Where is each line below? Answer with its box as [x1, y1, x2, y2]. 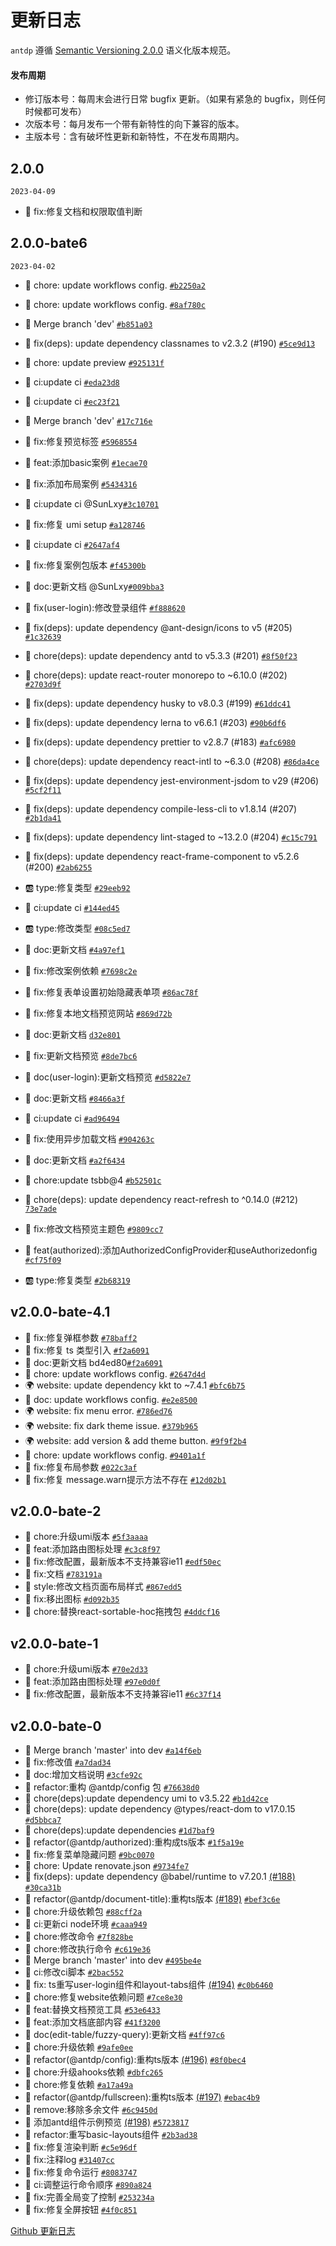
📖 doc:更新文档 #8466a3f [24, 1092, 126, 1104]
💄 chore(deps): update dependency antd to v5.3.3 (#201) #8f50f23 [24, 649, 298, 661]
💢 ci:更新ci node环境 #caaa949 [24, 1918, 148, 1930]
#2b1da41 [24, 813, 62, 823]
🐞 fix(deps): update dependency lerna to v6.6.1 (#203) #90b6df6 [24, 716, 287, 728]
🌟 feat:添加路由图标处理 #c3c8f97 [24, 1543, 161, 1555]
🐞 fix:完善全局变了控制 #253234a [24, 2191, 155, 2203]
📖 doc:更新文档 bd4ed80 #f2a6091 [24, 1356, 163, 1368]
